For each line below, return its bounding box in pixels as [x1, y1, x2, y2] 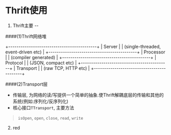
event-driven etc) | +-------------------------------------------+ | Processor [5, 49, 166, 55]
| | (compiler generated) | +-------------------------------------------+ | [5, 54, 157, 60]
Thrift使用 [5, 5, 47, 16]
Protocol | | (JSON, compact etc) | [5, 60, 77, 66]
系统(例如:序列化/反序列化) [12, 98, 69, 104]
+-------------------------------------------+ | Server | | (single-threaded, [5, 43, 161, 49]
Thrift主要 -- [12, 22, 39, 29]
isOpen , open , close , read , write [17, 115, 83, 121]
